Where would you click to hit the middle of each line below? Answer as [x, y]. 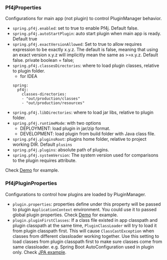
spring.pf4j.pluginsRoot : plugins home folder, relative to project [79, 139]
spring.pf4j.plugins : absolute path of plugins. [61, 150]
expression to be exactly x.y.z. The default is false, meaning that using [85, 50]
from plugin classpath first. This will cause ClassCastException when [83, 231]
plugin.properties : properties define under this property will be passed [87, 204]
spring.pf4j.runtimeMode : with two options [57, 123]
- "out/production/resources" [53, 103]
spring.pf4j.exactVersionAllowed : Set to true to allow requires [77, 44]
